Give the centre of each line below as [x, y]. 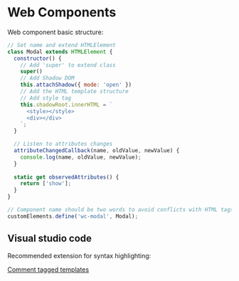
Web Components [62, 12]
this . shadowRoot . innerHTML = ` [67, 105]
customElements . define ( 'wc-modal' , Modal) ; [73, 216]
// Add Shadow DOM [47, 78]
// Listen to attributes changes [63, 144]
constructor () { [38, 58]
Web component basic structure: [55, 32]
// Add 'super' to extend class [68, 65]
